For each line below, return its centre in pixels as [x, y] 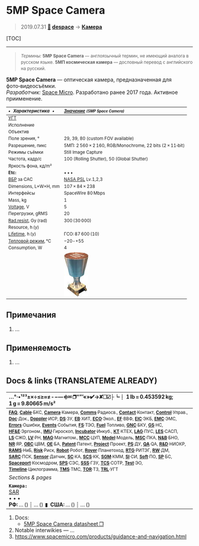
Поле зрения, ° [24, 139]
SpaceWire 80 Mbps [85, 193]
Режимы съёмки [25, 152]
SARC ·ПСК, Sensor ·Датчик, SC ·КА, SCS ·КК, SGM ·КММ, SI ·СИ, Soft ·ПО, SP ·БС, [91, 457]
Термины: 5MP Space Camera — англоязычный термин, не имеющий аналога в [105, 56]
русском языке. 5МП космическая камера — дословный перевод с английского [107, 62]
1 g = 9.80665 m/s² [32, 404]
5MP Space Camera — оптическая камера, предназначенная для [89, 79]
